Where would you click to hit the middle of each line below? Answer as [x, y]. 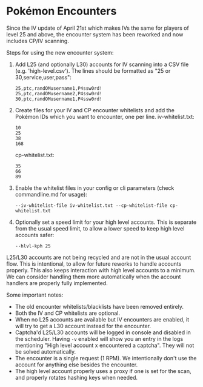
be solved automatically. [45, 352]
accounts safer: [35, 235]
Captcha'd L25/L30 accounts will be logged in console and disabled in [103, 332]
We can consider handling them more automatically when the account [94, 277]
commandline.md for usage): [51, 194]
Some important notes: [35, 295]
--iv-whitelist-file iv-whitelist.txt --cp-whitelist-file [91, 205]
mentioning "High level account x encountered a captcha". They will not [105, 345]
